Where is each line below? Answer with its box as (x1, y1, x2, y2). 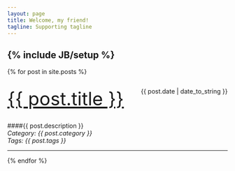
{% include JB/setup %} (7, 49, 115, 61)
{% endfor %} (7, 156, 48, 165)
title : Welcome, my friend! (7, 17, 90, 24)
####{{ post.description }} (7, 121, 84, 130)
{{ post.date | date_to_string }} (141, 87, 228, 96)
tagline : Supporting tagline (7, 23, 92, 30)
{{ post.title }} (7, 87, 124, 110)
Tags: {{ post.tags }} (7, 137, 66, 145)
